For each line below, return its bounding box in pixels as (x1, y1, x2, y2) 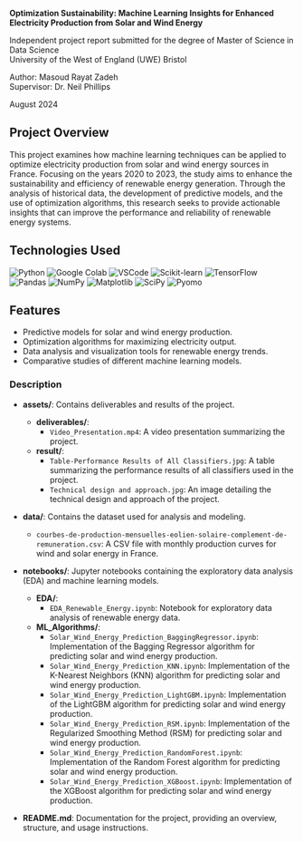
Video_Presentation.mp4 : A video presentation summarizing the (49, 426, 286, 437)
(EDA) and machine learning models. (22, 575, 160, 586)
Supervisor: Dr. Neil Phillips (9, 82, 111, 92)
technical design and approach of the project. (49, 493, 220, 504)
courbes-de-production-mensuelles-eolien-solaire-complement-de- (35, 530, 288, 539)
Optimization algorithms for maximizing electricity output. (22, 336, 237, 347)
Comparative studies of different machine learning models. (22, 355, 242, 366)
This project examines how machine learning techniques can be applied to (9, 149, 287, 160)
